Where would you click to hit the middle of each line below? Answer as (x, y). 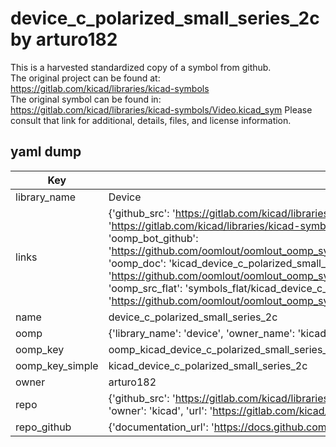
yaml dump (46, 152)
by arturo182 (64, 39)
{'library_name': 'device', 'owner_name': (202, 333)
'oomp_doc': (137, 263)
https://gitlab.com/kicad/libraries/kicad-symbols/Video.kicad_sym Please (161, 109)
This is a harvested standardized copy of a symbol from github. (141, 67)
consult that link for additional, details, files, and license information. (151, 120)
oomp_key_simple (57, 365)
